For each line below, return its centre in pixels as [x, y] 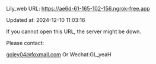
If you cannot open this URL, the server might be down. [74, 31]
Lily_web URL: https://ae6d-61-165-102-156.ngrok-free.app [78, 9]
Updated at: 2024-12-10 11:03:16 [46, 20]
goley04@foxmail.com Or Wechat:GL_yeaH [59, 55]
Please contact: [25, 43]
